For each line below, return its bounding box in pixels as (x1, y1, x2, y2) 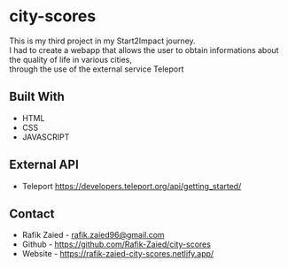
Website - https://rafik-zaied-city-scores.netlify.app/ (21, 249, 214, 259)
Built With (9, 89, 65, 104)
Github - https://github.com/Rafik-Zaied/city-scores (21, 239, 211, 249)
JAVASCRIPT (21, 131, 70, 142)
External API (9, 157, 80, 172)
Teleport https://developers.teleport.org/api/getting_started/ (21, 180, 242, 191)
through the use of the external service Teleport (9, 64, 184, 74)
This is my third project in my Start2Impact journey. (9, 35, 197, 46)
